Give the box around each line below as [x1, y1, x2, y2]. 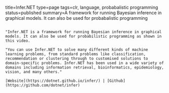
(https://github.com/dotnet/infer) [5, 83, 80, 88]
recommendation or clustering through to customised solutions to [5, 56, 148, 61]
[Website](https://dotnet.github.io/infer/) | [5, 78, 105, 83]
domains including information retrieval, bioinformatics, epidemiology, [5, 65, 164, 70]
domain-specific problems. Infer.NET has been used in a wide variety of [5, 60, 164, 66]
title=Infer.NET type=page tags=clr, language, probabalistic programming [5, 5, 158, 10]
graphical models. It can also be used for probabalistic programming [5, 15, 148, 21]
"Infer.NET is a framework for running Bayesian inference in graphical [5, 29, 162, 35]
